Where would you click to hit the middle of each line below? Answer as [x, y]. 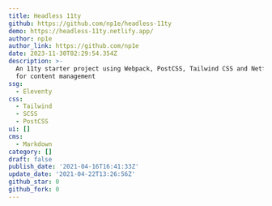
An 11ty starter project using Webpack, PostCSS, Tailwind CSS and [132, 69]
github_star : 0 [34, 182]
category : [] [30, 152]
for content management [55, 76]
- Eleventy [34, 91]
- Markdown [34, 144]
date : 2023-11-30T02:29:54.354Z [63, 54]
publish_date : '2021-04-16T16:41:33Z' [74, 167]
